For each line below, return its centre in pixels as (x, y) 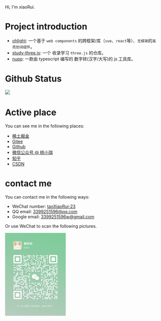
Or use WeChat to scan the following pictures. (51, 226)
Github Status (33, 79)
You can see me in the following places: (45, 126)
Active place (31, 112)
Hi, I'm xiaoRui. (20, 7)
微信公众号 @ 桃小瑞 (32, 152)
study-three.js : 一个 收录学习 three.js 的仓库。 (59, 52)
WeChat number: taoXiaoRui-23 (44, 206)
